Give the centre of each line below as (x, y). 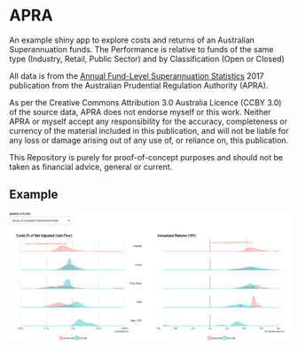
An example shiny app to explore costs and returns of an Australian (132, 40)
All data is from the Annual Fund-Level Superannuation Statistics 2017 (137, 75)
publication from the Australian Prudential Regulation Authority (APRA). (139, 85)
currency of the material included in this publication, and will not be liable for (149, 130)
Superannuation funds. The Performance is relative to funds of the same (141, 49)
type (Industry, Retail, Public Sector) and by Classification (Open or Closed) (147, 58)
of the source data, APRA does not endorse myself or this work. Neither (140, 112)
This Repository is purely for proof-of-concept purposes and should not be (146, 157)
